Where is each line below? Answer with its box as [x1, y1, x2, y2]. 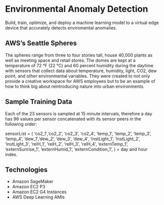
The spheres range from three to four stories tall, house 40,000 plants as [5, 52, 153, 58]
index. [5, 151, 18, 157]
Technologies [5, 165, 48, 174]
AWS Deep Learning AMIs [12, 194, 65, 200]
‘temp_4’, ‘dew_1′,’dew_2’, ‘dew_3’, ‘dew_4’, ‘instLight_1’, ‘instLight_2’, [5, 136, 140, 142]
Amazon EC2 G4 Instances [12, 189, 67, 195]
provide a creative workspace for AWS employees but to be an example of [5, 78, 156, 84]
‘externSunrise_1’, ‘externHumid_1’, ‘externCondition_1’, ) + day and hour [5, 146, 148, 152]
